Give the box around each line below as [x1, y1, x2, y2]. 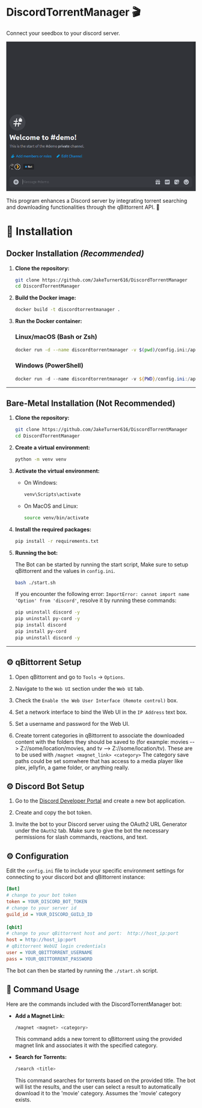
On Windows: [23, 479, 58, 486]
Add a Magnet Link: [14, 1012, 65, 1019]
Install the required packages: [14, 525, 92, 533]
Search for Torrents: [14, 1054, 67, 1061]
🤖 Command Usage [6, 984, 80, 994]
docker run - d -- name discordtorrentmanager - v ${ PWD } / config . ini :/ [14, 376, 191, 382]
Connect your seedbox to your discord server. [6, 29, 120, 37]
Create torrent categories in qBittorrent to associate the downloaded [14, 732, 185, 739]
